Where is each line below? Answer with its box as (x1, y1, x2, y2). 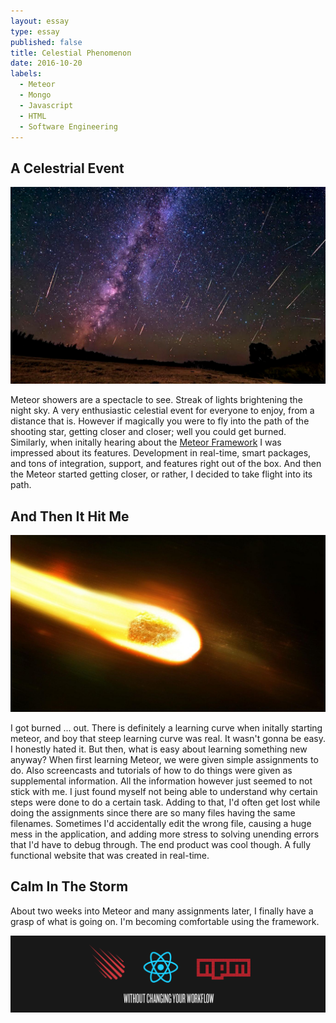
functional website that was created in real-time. (10, 850, 210, 861)
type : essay (10, 26, 60, 37)
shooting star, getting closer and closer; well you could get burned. (10, 426, 287, 438)
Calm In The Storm (10, 878, 129, 895)
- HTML (19, 111, 47, 121)
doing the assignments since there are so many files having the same (10, 807, 296, 819)
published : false (10, 37, 83, 47)
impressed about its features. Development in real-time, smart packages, (10, 447, 312, 459)
